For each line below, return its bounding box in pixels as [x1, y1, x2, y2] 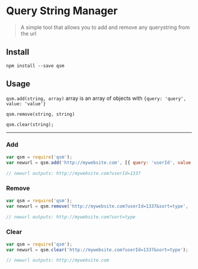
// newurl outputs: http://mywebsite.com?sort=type [6, 214, 136, 220]
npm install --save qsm [6, 63, 65, 69]
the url [20, 30, 37, 37]
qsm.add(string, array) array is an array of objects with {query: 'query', [6, 95, 187, 102]
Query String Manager [6, 4, 118, 18]
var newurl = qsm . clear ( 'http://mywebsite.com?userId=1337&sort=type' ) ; [6, 247, 189, 252]
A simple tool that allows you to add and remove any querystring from [20, 24, 190, 31]
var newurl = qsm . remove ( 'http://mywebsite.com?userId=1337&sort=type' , [6, 203, 189, 209]
